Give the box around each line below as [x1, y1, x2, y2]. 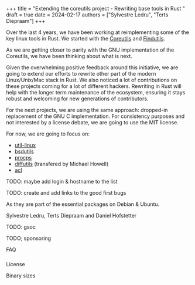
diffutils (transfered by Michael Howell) [14, 161, 109, 167]
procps [14, 154, 32, 161]
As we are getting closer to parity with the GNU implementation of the [6, 46, 175, 53]
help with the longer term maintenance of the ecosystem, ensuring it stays [6, 89, 186, 96]
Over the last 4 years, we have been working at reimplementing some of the [6, 29, 189, 36]
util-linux [14, 142, 36, 148]
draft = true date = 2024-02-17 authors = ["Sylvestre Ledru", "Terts [6, 11, 169, 18]
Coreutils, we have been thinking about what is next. [6, 53, 133, 59]
